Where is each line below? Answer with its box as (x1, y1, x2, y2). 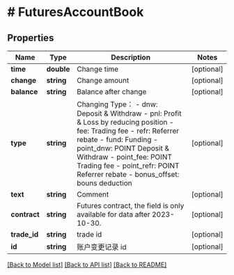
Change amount (76, 76, 130, 85)
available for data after (76, 210, 150, 219)
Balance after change (76, 87, 147, 96)
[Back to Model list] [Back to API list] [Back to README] (7, 260, 167, 269)
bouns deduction (76, 178, 132, 188)
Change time (76, 64, 119, 74)
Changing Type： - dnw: (76, 100, 158, 109)
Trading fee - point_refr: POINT (76, 161, 180, 171)
